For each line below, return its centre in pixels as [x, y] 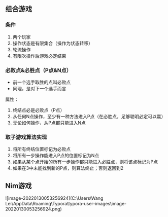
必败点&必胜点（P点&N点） [39, 70]
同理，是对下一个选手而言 [39, 88]
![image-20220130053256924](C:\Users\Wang [54, 198]
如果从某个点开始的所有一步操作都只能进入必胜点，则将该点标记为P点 [85, 162]
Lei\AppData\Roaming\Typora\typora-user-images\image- [66, 204]
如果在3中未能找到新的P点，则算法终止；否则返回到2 [68, 168]
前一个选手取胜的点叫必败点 [42, 82]
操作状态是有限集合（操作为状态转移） [53, 43]
